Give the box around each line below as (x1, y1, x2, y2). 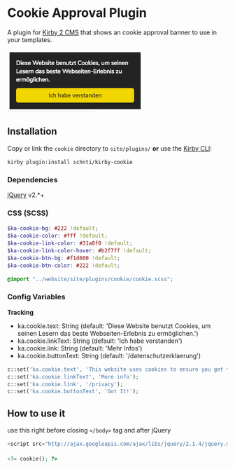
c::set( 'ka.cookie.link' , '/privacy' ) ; (7, 381, 124, 388)
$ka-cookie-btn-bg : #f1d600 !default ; (7, 254, 120, 261)
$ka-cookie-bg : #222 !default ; (7, 225, 99, 232)
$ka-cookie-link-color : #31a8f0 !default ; (7, 240, 133, 247)
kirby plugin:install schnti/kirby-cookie (7, 158, 133, 165)
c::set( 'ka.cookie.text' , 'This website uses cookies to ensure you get (7, 366, 224, 373)
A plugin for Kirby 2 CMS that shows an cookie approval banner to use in (7, 28, 218, 36)
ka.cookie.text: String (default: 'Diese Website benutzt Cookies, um (17, 321, 211, 330)
